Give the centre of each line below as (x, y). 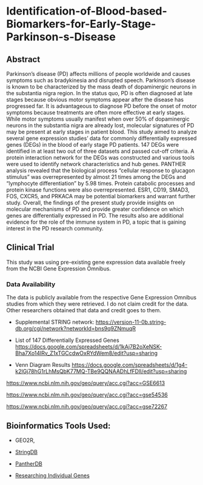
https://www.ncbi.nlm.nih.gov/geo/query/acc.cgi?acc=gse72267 (87, 407)
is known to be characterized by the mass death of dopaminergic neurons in (101, 87)
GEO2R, (25, 440)
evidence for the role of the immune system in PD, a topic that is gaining (96, 222)
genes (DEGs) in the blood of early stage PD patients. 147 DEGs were (93, 145)
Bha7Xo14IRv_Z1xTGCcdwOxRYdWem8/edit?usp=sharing (86, 353)
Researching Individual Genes (52, 475)
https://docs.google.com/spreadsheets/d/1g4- (130, 365)
